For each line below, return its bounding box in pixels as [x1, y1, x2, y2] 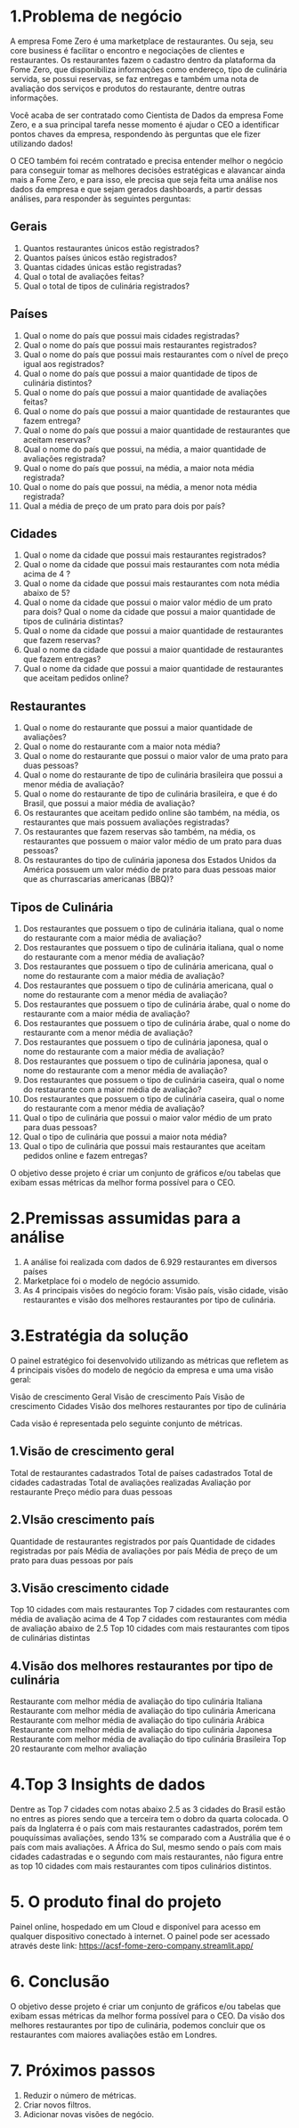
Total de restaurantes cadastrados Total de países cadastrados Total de [10, 1467, 273, 1478]
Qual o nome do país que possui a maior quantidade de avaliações [22, 387, 268, 397]
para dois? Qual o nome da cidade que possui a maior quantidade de [22, 607, 276, 617]
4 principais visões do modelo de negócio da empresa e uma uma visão [10, 1365, 274, 1375]
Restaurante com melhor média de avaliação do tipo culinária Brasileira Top [10, 1734, 287, 1745]
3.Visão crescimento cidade [10, 1580, 170, 1595]
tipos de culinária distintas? [22, 616, 124, 627]
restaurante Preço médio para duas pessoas [10, 1486, 173, 1497]
